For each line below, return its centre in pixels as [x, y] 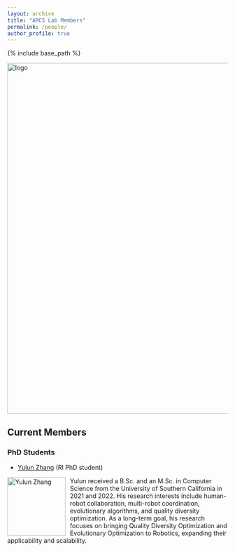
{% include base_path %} [44, 53]
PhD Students [31, 452]
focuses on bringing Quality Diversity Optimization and [148, 525]
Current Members [47, 432]
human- [215, 496]
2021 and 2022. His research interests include [136, 496]
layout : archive [31, 14]
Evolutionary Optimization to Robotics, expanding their [148, 533]
